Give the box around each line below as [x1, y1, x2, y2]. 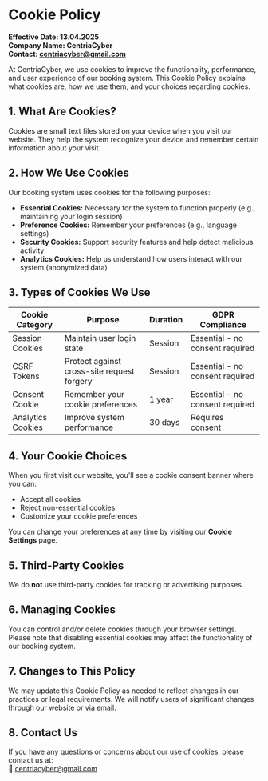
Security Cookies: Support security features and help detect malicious [19, 237, 254, 246]
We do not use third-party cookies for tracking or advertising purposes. [8, 580, 244, 589]
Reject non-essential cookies [19, 503, 116, 513]
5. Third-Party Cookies [8, 559, 124, 572]
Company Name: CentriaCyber [8, 40, 113, 50]
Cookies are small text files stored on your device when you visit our [8, 126, 233, 135]
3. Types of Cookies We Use [8, 286, 151, 299]
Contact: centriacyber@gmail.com [8, 49, 126, 58]
